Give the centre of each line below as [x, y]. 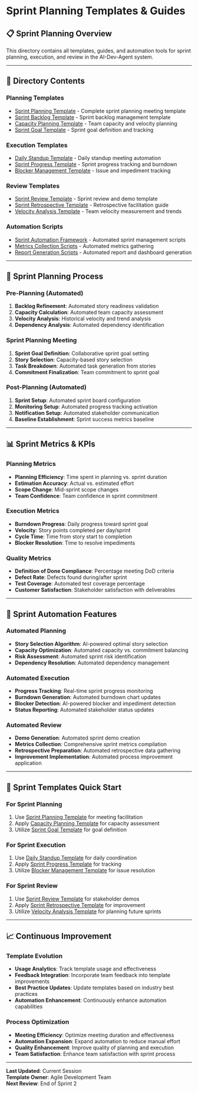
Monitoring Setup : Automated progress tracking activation [86, 406]
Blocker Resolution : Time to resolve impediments [75, 542]
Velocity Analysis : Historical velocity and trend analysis [83, 319]
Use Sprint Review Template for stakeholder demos [77, 899]
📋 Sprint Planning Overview [59, 33]
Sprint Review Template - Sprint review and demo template [86, 199]
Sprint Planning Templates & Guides [96, 11]
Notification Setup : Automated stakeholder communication [87, 413]
